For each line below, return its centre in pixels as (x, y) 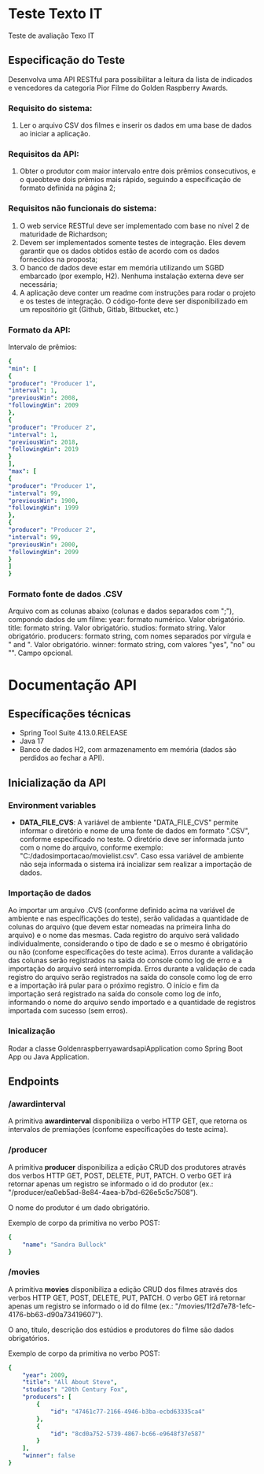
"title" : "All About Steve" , (70, 1383)
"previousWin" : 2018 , (44, 442)
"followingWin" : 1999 (44, 508)
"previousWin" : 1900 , (44, 501)
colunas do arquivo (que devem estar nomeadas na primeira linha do (119, 927)
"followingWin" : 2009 (44, 406)
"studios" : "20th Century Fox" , (75, 1390)
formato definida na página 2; (68, 188)
